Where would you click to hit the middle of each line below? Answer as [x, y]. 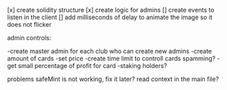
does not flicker [29, 24]
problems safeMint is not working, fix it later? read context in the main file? [113, 79]
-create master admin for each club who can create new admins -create [110, 51]
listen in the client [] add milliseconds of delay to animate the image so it [110, 17]
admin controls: [29, 38]
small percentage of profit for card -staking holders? [93, 66]
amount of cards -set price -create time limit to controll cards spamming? [111, 58]
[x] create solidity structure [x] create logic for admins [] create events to [111, 10]
